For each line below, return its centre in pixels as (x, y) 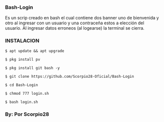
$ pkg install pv (23, 59)
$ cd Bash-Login (21, 85)
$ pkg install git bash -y (32, 68)
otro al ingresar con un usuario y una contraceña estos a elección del (75, 23)
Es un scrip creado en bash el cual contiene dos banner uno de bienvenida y (82, 18)
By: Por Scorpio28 (27, 114)
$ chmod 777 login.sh (27, 93)
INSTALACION (22, 41)
